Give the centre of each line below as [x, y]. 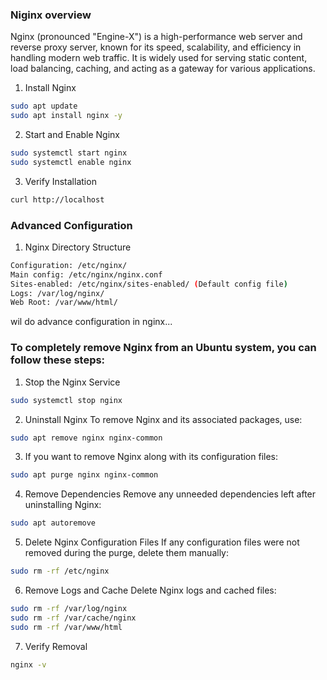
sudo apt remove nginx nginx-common [86, 438]
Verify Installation [60, 181]
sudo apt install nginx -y [66, 116]
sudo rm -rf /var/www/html [66, 627]
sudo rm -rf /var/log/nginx [69, 609]
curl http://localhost [57, 199]
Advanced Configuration [71, 225]
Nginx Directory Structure [78, 247]
